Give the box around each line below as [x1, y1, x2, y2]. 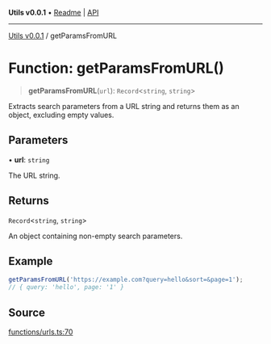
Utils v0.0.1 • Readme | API [8, 8, 99, 17]
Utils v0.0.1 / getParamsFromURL [8, 31, 117, 40]
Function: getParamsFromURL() [8, 59, 224, 78]
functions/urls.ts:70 [8, 327, 73, 337]
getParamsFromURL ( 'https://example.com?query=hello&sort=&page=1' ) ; [8, 275, 244, 284]
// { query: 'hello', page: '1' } [8, 283, 125, 292]
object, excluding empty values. [8, 110, 115, 120]
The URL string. [8, 170, 60, 180]
